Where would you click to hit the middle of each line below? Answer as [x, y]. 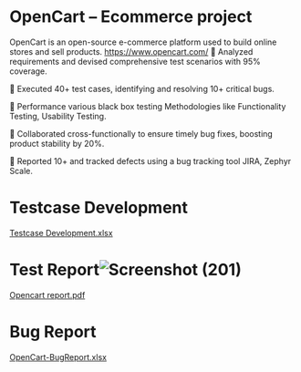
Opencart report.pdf [47, 294]
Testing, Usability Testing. [58, 116]
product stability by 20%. [57, 143]
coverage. [28, 71]
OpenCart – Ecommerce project [131, 17]
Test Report [55, 270]
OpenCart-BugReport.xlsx [58, 356]
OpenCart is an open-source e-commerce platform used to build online [143, 42]
